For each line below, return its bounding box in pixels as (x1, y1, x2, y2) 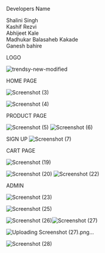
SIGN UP (6, 135, 28, 142)
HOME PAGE (6, 78, 38, 84)
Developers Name (6, 5, 51, 12)
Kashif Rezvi (6, 23, 37, 30)
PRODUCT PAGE (6, 112, 47, 119)
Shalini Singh (6, 17, 39, 23)
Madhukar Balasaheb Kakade (6, 36, 79, 43)
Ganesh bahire (6, 42, 42, 49)
